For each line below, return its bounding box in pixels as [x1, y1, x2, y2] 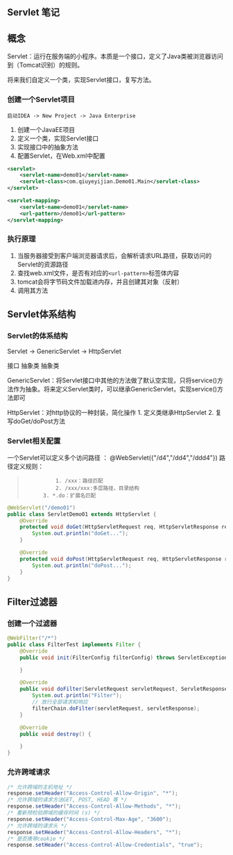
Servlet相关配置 [7, 437, 61, 446]
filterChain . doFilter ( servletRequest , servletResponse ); [32, 705, 200, 712]
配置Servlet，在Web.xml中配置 [17, 152, 105, 160]
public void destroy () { [19, 731, 92, 738]
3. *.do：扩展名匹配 [42, 492, 96, 499]
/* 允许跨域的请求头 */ [7, 822, 68, 829]
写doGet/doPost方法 [7, 417, 66, 425]
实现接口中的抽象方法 [17, 142, 78, 151]
